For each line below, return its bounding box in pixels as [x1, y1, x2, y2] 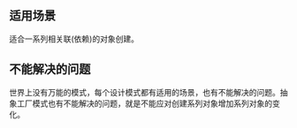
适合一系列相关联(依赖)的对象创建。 [9, 34, 140, 44]
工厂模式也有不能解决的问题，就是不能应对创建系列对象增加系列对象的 [16, 98, 272, 109]
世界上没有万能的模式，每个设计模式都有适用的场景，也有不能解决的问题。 [9, 87, 280, 97]
